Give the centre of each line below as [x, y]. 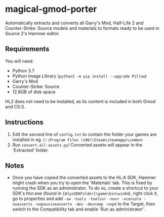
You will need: [19, 61]
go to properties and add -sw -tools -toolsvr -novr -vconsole [77, 199]
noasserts [22, 205]
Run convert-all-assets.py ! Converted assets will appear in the [77, 145]
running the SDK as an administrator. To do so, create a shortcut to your [85, 188]
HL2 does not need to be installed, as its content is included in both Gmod [80, 101]
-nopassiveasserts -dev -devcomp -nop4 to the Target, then [95, 204]
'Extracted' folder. [31, 150]
